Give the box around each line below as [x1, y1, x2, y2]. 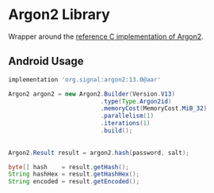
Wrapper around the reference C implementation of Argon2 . [8, 32, 204, 41]
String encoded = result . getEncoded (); [8, 178, 140, 186]
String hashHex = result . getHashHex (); [8, 170, 140, 179]
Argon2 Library [8, 6, 111, 24]
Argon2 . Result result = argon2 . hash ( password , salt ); [8, 149, 190, 157]
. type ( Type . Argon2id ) [100, 97, 172, 105]
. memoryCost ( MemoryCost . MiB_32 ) [100, 104, 208, 112]
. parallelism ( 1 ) [100, 112, 155, 120]
